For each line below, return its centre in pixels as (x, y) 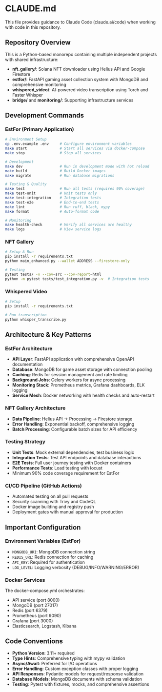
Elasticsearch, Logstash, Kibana (44, 626)
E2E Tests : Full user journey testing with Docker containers (71, 463)
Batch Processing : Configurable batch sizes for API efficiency (75, 429)
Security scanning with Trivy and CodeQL (54, 502)
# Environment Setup (26, 140)
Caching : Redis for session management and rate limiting (70, 375)
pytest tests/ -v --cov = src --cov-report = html (53, 274)
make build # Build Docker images (55, 171)
